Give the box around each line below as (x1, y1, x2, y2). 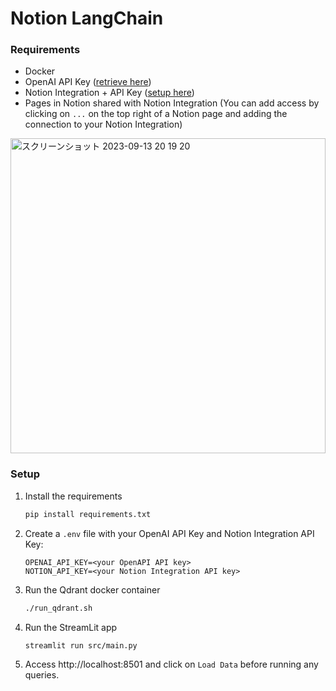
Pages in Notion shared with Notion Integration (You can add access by (24, 97, 320, 109)
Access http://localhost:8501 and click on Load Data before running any (24, 658, 319, 671)
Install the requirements (24, 490, 123, 502)
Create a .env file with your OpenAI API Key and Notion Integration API (24, 527, 315, 539)
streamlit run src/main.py (24, 640, 138, 651)
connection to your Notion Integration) (24, 118, 183, 131)
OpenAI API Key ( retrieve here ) (24, 76, 152, 88)
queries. (24, 669, 60, 681)
